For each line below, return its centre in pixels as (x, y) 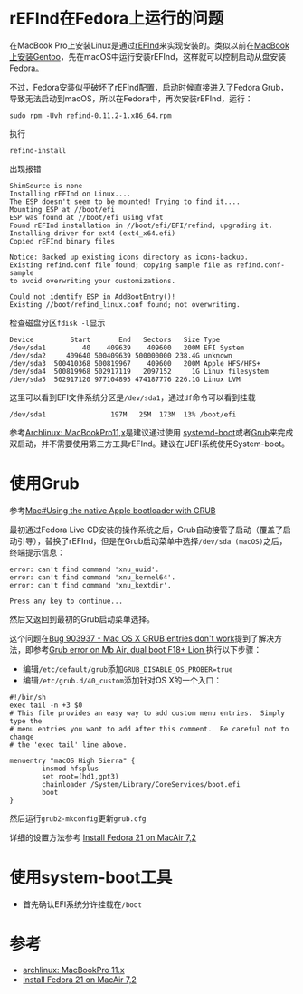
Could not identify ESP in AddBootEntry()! (93, 296)
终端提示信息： (37, 552)
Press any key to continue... (66, 601)
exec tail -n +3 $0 (46, 705)
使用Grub (44, 484)
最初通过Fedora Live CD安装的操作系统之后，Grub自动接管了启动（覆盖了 (146, 530)
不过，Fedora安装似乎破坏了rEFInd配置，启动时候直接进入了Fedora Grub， (149, 87)
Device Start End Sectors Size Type (115, 339)
